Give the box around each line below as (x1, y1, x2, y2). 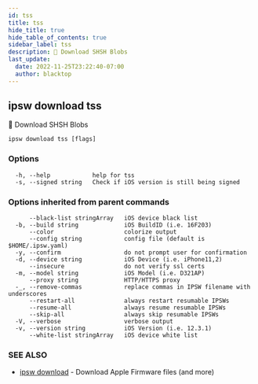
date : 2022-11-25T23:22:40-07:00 (15, 63, 125, 71)
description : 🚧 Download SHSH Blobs (8, 48, 128, 56)
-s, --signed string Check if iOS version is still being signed (15, 178, 241, 186)
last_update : (8, 56, 51, 64)
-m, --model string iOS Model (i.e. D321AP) (15, 269, 205, 278)
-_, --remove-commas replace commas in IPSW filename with (15, 283, 251, 291)
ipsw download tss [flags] (8, 135, 96, 143)
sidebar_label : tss (8, 41, 72, 49)
